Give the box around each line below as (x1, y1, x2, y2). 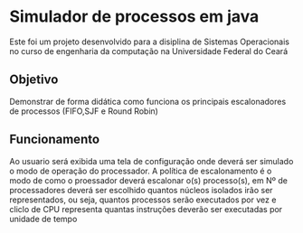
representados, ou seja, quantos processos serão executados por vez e (9, 194, 277, 205)
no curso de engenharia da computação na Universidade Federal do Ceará (9, 45, 289, 56)
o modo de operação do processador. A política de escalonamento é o (9, 165, 272, 176)
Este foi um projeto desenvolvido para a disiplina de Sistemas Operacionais (9, 36, 289, 47)
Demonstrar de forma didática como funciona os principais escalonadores (9, 96, 287, 107)
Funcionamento (9, 132, 100, 147)
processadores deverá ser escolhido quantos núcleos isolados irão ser (9, 184, 273, 195)
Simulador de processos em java (9, 6, 260, 27)
